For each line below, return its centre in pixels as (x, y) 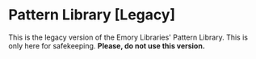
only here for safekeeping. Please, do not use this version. (107, 45)
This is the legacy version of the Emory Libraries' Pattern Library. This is (128, 37)
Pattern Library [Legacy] (92, 15)
